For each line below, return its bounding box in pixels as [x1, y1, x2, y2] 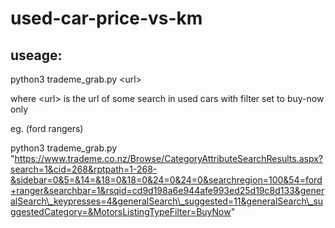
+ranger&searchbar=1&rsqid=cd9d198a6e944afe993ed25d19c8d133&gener [10, 185, 325, 196]
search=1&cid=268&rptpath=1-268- [10, 163, 158, 175]
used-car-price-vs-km [10, 7, 203, 30]
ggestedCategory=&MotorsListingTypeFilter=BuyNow [10, 206, 232, 217]
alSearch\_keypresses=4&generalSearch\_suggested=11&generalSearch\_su [10, 195, 324, 207]
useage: [10, 47, 63, 64]
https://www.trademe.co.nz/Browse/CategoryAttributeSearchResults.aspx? [14, 153, 323, 164]
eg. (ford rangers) [10, 123, 84, 134]
